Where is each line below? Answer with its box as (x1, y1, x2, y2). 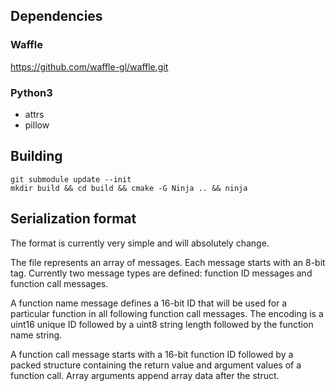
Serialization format (10, 210, 137, 228)
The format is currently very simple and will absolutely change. (10, 237, 270, 249)
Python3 (10, 85, 53, 99)
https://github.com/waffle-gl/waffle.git (10, 60, 169, 73)
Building (10, 148, 63, 165)
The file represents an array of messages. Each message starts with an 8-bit (10, 256, 326, 268)
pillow (24, 119, 50, 131)
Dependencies (10, 8, 103, 25)
